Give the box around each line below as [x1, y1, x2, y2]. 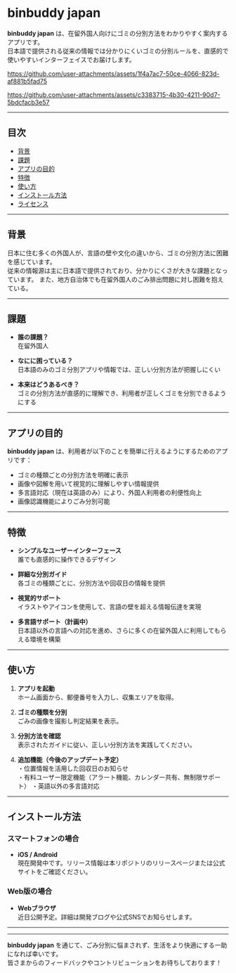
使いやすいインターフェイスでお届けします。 [7, 55, 136, 64]
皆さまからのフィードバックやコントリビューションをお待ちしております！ [7, 958, 223, 967]
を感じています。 [7, 257, 56, 266]
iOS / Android [17, 850, 58, 858]
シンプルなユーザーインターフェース [17, 546, 122, 555]
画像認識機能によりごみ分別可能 [17, 497, 110, 505]
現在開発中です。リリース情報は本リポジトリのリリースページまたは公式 [17, 858, 225, 867]
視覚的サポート [17, 594, 61, 602]
